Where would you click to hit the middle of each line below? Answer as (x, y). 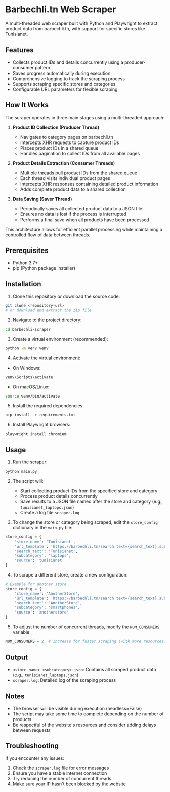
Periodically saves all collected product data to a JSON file (81, 208)
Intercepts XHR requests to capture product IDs (70, 142)
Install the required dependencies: (48, 406)
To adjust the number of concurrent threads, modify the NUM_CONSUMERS (86, 627)
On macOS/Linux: (31, 387)
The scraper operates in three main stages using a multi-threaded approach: (85, 117)
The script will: (28, 481)
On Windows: (27, 368)
